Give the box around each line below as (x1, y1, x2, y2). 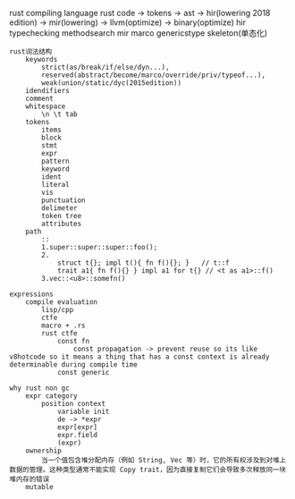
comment (25, 94, 54, 103)
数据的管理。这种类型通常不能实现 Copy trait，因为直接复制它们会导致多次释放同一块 (9, 465, 286, 474)
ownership (25, 446, 63, 455)
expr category (25, 392, 78, 401)
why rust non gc (9, 384, 70, 393)
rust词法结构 (9, 47, 53, 56)
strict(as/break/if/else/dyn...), (41, 63, 170, 72)
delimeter (41, 204, 78, 213)
